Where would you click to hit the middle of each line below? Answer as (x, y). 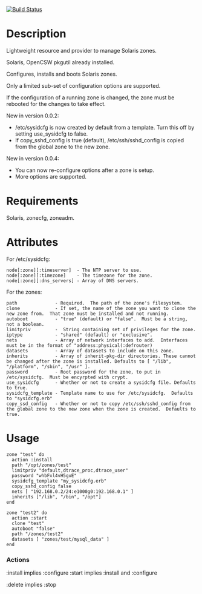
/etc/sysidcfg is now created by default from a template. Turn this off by (105, 127)
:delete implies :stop (31, 585)
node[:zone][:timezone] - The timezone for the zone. (80, 276)
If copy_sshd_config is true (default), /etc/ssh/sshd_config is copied (99, 140)
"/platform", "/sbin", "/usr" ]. (48, 366)
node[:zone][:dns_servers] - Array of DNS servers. (73, 281)
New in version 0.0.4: (33, 158)
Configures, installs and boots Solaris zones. (62, 74)
